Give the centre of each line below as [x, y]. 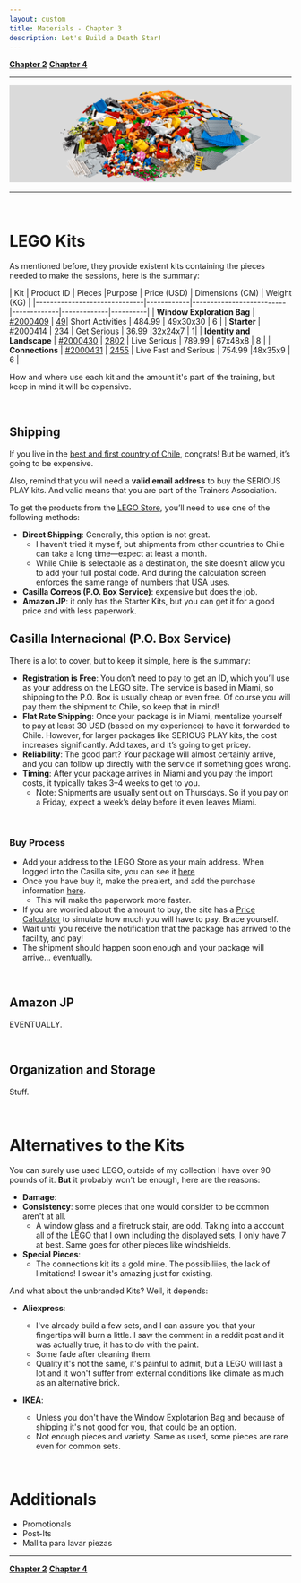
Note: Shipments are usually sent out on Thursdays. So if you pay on [162, 792]
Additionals [53, 1499]
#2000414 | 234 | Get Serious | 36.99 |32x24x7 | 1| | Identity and [130, 331]
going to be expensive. [52, 463]
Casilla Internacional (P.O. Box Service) [120, 639]
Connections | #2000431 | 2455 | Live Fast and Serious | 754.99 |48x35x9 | [150, 351]
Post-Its [37, 1534]
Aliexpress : [44, 1308]
